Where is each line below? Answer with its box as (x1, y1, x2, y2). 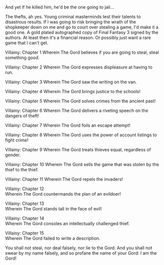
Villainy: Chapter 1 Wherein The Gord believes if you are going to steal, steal (5, 49, 159, 55)
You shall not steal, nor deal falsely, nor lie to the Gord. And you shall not (5, 245, 153, 251)
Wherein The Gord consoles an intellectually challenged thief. (5, 221, 130, 226)
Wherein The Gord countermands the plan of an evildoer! (5, 191, 121, 197)
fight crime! (5, 137, 29, 143)
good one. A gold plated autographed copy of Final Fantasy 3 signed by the (5, 30, 159, 35)
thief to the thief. (5, 167, 39, 172)
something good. (5, 55, 40, 61)
